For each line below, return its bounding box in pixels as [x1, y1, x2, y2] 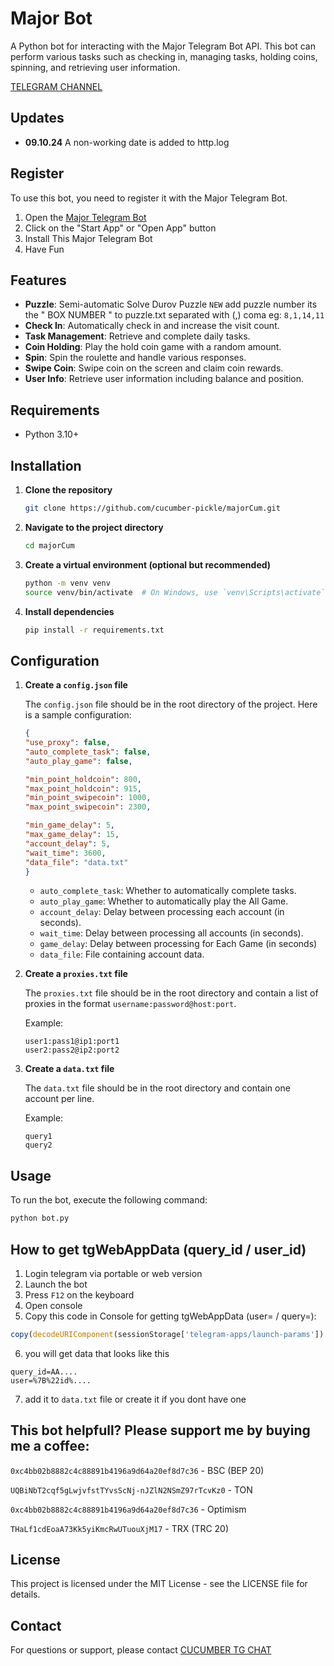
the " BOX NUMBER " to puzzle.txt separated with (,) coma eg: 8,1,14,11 [24, 309, 325, 321]
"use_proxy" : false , [24, 738, 111, 748]
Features [10, 272, 67, 289]
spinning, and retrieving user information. [10, 61, 181, 73]
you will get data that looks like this [24, 1347, 170, 1359]
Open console [24, 1299, 83, 1311]
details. [10, 1588, 41, 1601]
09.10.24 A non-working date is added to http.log [24, 136, 230, 148]
